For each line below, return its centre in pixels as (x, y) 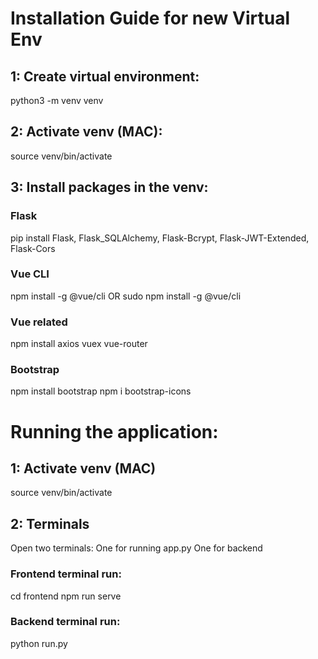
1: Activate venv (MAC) (83, 468)
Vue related (39, 322)
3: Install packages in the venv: (109, 187)
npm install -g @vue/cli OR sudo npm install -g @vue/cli (126, 296)
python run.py (39, 643)
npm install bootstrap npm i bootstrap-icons (101, 391)
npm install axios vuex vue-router (79, 344)
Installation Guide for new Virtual (150, 18)
